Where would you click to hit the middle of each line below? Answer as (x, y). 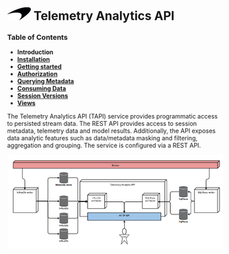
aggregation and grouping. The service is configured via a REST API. (104, 145)
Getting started (39, 67)
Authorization (37, 74)
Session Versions (43, 96)
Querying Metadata (45, 81)
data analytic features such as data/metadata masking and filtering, (102, 138)
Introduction (35, 52)
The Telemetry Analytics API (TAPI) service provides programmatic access (112, 116)
